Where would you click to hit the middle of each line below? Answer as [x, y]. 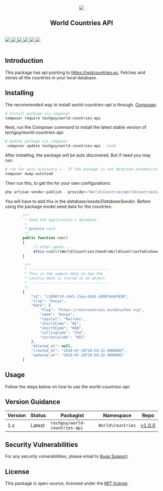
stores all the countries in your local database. [51, 77]
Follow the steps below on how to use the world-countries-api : [68, 386]
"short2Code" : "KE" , [60, 323]
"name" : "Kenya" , [57, 315]
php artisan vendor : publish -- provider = [47, 192]
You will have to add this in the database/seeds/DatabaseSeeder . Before [78, 201]
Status [38, 416]
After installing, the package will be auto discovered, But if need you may [78, 155]
